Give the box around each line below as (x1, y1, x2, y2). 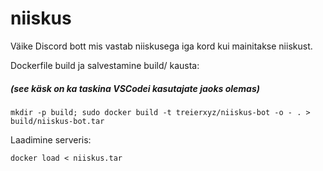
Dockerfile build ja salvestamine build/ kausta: (10, 59, 200, 71)
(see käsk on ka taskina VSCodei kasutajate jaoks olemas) (10, 82, 260, 94)
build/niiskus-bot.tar (10, 116, 105, 126)
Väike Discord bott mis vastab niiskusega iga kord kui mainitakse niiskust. (10, 40, 313, 52)
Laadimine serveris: (10, 133, 92, 146)
